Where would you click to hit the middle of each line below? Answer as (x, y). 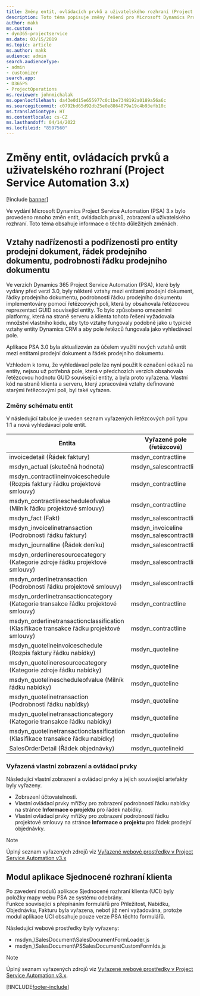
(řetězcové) (165, 447)
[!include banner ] (27, 199)
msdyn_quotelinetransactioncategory (61, 714)
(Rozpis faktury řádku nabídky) (52, 653)
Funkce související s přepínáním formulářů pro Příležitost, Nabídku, (88, 904)
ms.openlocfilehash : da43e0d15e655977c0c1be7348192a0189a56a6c (86, 100)
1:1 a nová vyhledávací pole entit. (46, 425)
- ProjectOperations (32, 89)
